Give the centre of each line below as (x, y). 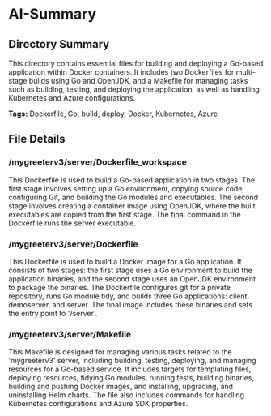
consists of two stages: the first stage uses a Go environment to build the (130, 270)
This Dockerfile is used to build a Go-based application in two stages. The (132, 180)
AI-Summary (53, 14)
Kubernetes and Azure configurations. (72, 98)
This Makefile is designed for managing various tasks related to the (121, 352)
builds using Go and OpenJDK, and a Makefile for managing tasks (138, 81)
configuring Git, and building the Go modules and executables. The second (133, 197)
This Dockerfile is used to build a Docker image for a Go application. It (125, 261)
